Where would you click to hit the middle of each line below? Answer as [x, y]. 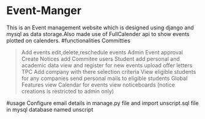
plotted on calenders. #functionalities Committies [68, 40]
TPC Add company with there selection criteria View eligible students [109, 71]
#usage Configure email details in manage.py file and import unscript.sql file [102, 103]
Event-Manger [44, 11]
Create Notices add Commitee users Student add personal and [101, 59]
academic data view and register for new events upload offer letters [107, 65]
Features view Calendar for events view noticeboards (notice [98, 85]
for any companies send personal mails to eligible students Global [104, 78]
